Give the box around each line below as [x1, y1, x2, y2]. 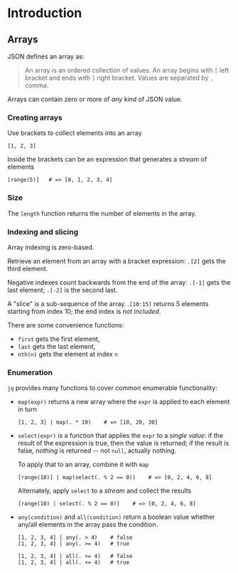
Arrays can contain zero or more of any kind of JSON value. [7, 95, 183, 103]
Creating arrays [7, 112, 63, 122]
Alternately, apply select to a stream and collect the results [17, 486, 192, 495]
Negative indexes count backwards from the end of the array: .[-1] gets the [7, 278, 231, 286]
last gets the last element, [17, 342, 96, 350]
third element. [7, 264, 48, 273]
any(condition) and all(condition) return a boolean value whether [17, 512, 215, 521]
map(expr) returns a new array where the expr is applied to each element [17, 397, 230, 406]
